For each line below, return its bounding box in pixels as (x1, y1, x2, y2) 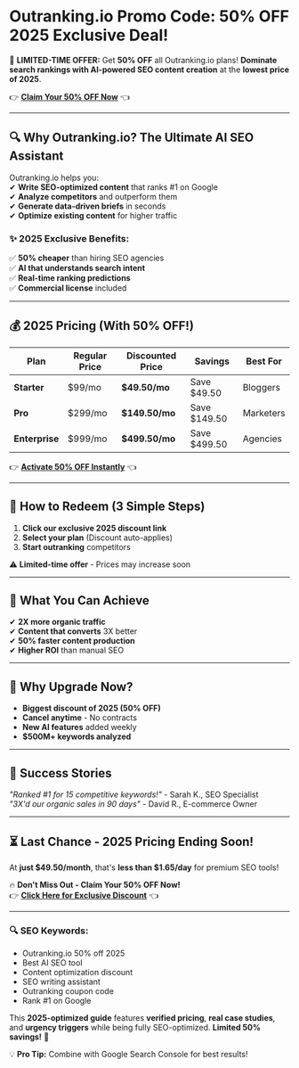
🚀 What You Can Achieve (9, 593, 149, 608)
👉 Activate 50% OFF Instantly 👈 (9, 461, 137, 472)
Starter (13, 381, 44, 393)
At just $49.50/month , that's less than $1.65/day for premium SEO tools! (9, 862, 279, 873)
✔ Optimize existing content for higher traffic (9, 209, 178, 220)
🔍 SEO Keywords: (9, 924, 89, 937)
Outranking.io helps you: (9, 172, 100, 183)
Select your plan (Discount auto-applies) (21, 532, 174, 543)
